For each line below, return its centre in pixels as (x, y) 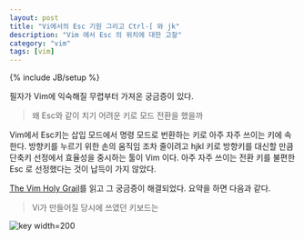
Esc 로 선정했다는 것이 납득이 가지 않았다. (83, 169)
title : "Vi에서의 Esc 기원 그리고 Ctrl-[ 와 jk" (95, 26)
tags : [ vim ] (32, 52)
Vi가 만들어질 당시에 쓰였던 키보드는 (95, 208)
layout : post (34, 18)
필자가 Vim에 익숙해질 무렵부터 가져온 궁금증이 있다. (101, 96)
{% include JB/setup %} (55, 77)
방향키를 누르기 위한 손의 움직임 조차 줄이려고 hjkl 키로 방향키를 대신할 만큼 (161, 146)
